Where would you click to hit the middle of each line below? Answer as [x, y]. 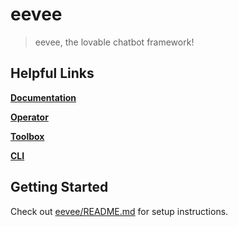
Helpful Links [52, 73]
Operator [29, 117]
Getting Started [59, 187]
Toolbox [27, 136]
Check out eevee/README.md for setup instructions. [119, 211]
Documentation [43, 97]
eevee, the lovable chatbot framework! [114, 42]
